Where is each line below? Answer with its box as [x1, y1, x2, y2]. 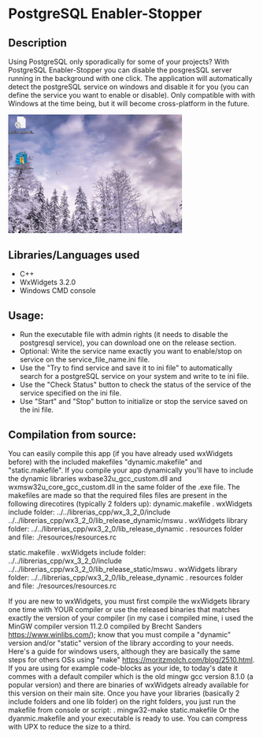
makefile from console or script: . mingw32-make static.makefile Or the [8, 706, 240, 715]
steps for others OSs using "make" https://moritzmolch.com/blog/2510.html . [8, 655, 255, 665]
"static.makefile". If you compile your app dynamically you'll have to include [8, 465, 254, 475]
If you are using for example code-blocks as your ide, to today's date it [8, 663, 238, 673]
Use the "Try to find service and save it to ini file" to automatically [19, 363, 233, 373]
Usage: [8, 309, 45, 322]
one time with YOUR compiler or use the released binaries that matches [8, 605, 240, 614]
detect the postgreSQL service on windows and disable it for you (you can [8, 82, 250, 91]
